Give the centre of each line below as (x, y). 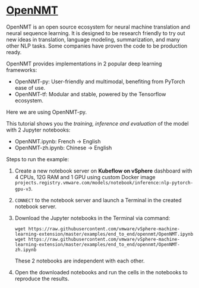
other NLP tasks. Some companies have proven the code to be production (97, 46)
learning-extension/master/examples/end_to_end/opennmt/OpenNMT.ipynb (104, 234)
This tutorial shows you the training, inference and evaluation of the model (97, 123)
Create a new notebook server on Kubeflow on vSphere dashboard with (103, 171)
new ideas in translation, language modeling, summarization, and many (93, 39)
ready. (14, 52)
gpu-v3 (23, 189)
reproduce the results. (42, 278)
